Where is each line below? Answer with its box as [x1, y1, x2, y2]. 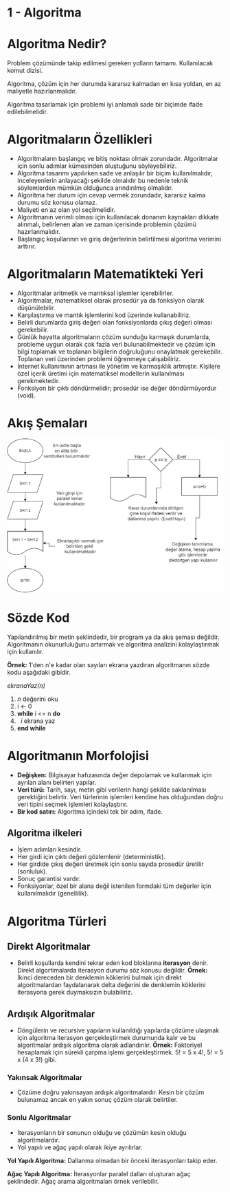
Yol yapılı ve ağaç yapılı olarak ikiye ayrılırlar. [16, 1143, 143, 1151]
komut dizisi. [7, 67, 43, 75]
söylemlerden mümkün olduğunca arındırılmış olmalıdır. [16, 184, 174, 192]
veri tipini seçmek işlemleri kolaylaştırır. [16, 800, 128, 808]
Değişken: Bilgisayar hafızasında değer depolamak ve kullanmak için [16, 770, 212, 779]
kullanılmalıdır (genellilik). [16, 889, 89, 898]
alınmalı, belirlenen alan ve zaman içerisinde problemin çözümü [16, 220, 197, 228]
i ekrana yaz [20, 717, 56, 725]
